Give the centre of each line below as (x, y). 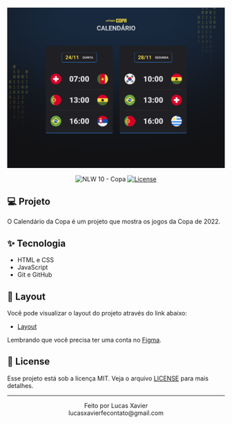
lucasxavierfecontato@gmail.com (116, 413)
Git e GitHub (35, 275)
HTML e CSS (36, 260)
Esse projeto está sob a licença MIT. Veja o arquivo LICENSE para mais (108, 378)
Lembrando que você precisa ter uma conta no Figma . (84, 340)
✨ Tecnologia (37, 243)
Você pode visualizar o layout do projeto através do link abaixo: (97, 313)
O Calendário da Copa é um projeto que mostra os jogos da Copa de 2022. (114, 221)
